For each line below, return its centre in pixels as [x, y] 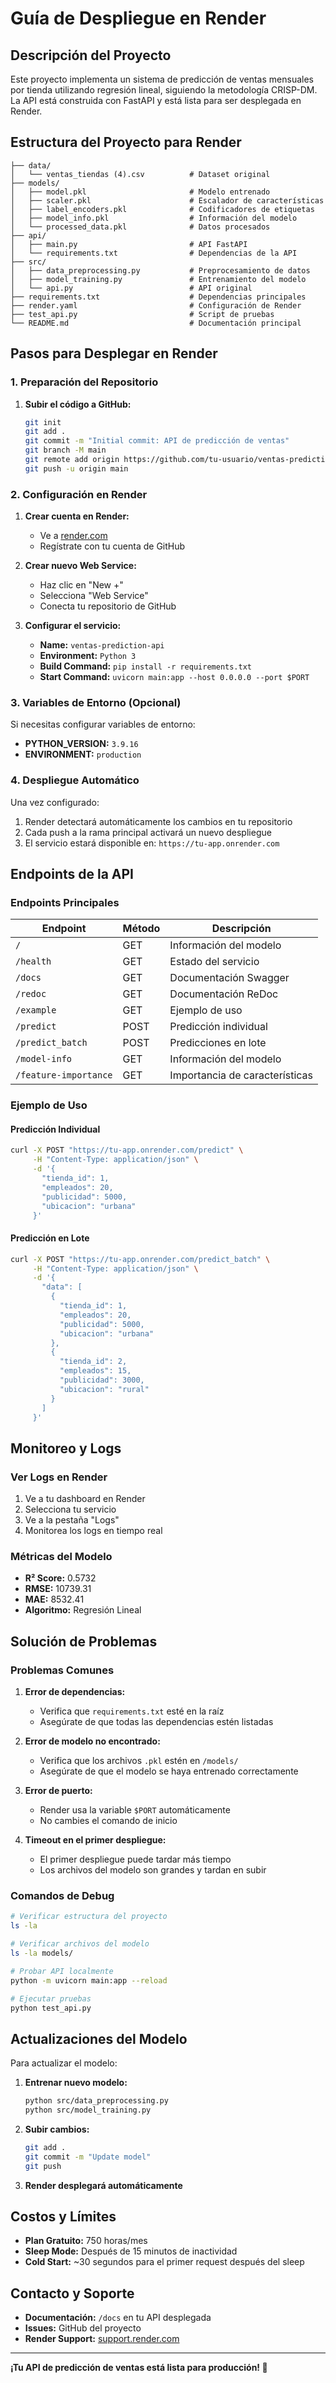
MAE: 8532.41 [54, 1599]
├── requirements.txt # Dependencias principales [158, 297]
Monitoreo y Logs [66, 1448]
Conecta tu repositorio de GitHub [108, 606]
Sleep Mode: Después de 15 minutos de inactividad [131, 2251]
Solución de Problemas [84, 1641]
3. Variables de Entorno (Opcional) [96, 702]
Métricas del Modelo [61, 1557]
